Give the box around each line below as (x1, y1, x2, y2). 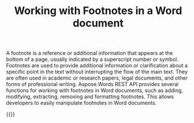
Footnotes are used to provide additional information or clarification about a (6, 62, 188, 69)
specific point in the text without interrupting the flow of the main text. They (6, 69, 188, 76)
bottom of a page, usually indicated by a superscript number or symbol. (6, 56, 179, 63)
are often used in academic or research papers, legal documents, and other (6, 74, 188, 81)
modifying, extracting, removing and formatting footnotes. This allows (6, 93, 174, 100)
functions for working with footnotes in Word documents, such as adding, (6, 87, 183, 94)
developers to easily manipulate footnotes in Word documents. (6, 100, 157, 107)
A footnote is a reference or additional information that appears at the (6, 50, 174, 57)
